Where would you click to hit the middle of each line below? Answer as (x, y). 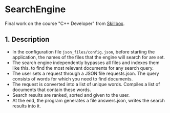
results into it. (27, 106)
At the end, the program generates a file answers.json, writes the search (88, 100)
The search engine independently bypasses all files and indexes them (86, 63)
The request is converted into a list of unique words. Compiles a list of (86, 84)
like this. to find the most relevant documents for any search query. (83, 68)
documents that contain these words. (51, 90)
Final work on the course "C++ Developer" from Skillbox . (65, 23)
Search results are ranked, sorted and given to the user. (71, 95)
